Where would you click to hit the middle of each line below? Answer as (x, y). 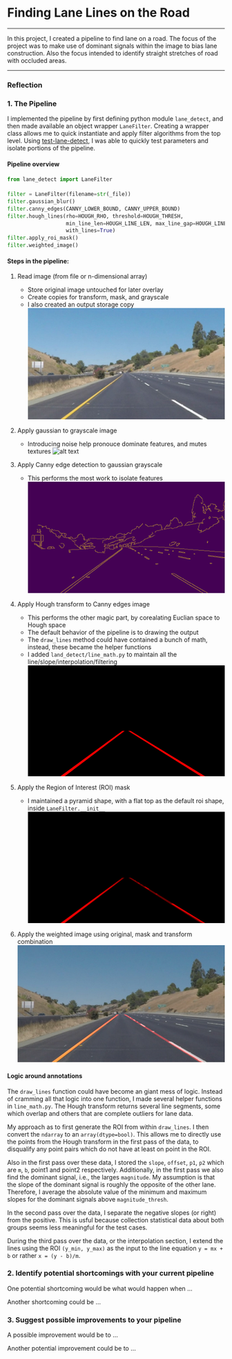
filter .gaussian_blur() (41, 201)
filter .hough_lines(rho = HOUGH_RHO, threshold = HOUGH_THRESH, (96, 216)
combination (35, 942)
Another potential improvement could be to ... (72, 1349)
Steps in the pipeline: (38, 261)
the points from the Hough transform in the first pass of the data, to (103, 1141)
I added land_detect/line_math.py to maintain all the (102, 654)
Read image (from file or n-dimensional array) (82, 277)
